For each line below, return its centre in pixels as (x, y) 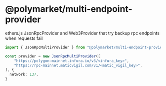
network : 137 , (24, 75)
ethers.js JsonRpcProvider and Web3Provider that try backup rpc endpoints (82, 33)
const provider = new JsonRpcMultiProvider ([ (53, 56)
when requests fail (24, 38)
